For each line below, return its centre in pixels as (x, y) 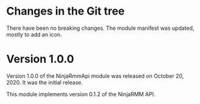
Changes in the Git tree (66, 11)
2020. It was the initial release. (45, 82)
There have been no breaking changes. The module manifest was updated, (100, 28)
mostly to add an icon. (34, 34)
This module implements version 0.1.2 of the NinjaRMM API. (81, 94)
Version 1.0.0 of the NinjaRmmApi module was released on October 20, (95, 76)
